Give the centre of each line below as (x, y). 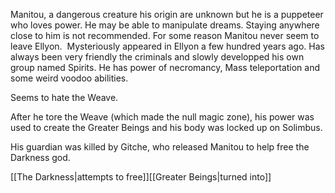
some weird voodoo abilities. (69, 78)
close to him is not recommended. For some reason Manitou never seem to (165, 35)
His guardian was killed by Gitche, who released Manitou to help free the (160, 147)
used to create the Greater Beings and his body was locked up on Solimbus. (166, 127)
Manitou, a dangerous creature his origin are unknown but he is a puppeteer (167, 14)
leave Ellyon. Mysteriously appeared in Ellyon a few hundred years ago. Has (167, 46)
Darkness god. (40, 157)
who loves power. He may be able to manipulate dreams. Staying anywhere (165, 25)
